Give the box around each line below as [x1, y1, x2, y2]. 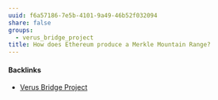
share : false [8, 19, 52, 27]
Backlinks [8, 65, 42, 75]
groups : [8, 26, 34, 34]
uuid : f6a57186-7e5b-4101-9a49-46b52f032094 [8, 11, 158, 20]
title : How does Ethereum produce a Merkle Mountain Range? [8, 41, 212, 49]
